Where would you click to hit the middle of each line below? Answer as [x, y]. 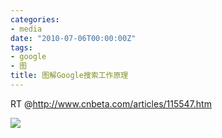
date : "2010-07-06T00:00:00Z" [73, 38]
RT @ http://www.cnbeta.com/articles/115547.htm [111, 103]
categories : [35, 19]
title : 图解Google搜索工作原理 [69, 76]
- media [26, 29]
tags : [21, 47]
